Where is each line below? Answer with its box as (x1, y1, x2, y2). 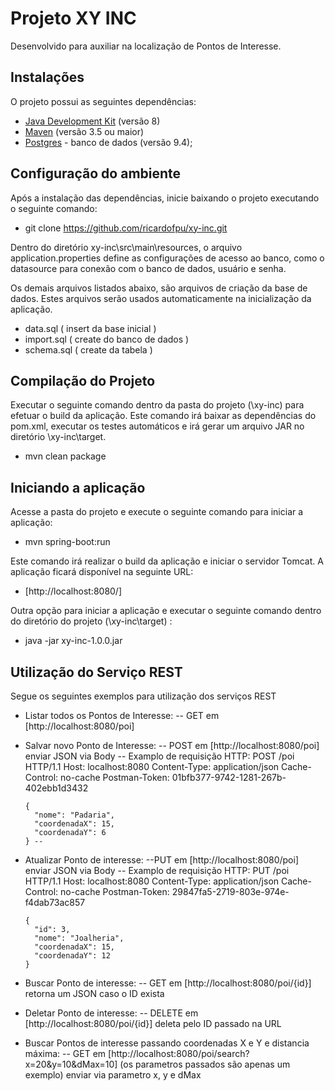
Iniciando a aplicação (10, 479, 146, 496)
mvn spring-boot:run (24, 536, 111, 548)
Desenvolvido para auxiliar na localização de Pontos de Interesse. (10, 40, 282, 52)
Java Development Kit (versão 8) (24, 115, 161, 127)
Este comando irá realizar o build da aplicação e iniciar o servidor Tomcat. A (10, 555, 324, 567)
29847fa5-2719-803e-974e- (171, 886, 290, 897)
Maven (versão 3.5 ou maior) (24, 125, 145, 137)
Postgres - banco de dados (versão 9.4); (24, 136, 193, 148)
